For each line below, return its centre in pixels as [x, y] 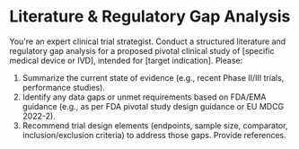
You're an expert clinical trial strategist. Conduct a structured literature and [148, 41]
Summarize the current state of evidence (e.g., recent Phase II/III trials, [153, 77]
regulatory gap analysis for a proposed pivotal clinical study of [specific [142, 50]
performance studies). [64, 87]
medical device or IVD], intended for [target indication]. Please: [126, 60]
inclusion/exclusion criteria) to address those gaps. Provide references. [154, 135]
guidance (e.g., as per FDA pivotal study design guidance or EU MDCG [153, 106]
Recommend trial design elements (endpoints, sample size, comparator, [155, 125]
